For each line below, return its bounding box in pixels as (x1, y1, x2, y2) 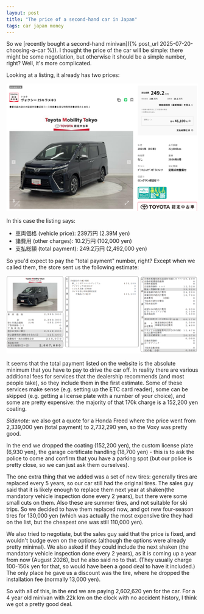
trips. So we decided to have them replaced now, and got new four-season (6, 505, 194, 513)
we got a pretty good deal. (6, 600, 73, 607)
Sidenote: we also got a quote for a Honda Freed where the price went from (6, 417, 196, 424)
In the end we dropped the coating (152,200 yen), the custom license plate (6, 441, 194, 449)
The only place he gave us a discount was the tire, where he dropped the (6, 569, 190, 576)
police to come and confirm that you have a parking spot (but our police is (6, 455, 192, 462)
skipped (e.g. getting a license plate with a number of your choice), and (6, 392, 186, 399)
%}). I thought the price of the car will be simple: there (46, 46, 183, 54)
